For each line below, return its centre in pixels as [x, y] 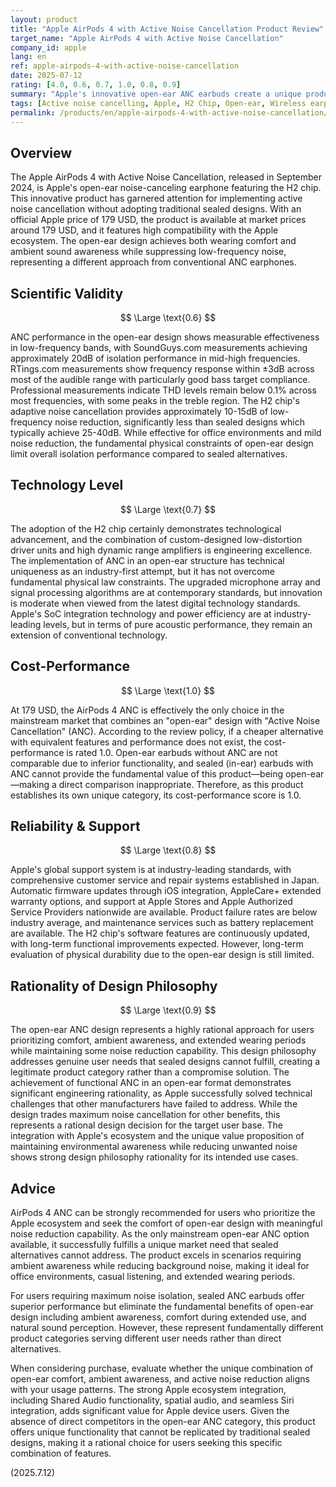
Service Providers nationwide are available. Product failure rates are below [164, 912]
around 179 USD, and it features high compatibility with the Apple [144, 230]
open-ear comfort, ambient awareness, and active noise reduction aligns [160, 1379]
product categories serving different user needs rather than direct [146, 1338]
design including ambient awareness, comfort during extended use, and [158, 1317]
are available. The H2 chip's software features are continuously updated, [160, 933]
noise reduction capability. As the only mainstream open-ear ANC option [160, 1234]
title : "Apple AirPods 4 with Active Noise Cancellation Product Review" [167, 29]
